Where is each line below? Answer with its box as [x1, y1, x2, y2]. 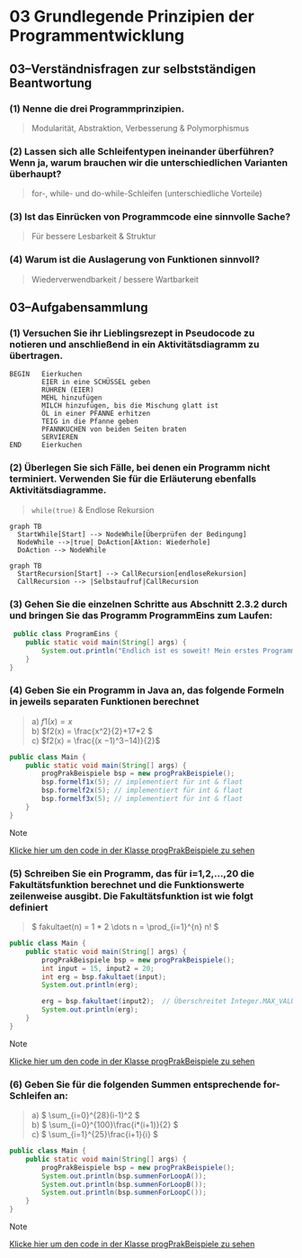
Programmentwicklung [9, 25, 185, 46]
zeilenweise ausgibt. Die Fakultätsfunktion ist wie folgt [9, 889, 253, 902]
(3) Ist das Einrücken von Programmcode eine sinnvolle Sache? [9, 211, 291, 223]
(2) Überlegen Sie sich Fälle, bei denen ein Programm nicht [9, 462, 271, 474]
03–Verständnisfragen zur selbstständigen [9, 61, 256, 76]
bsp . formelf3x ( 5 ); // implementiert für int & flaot [41, 795, 244, 804]
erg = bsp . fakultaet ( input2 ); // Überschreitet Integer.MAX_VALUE [41, 997, 299, 1006]
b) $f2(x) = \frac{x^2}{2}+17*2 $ [31, 725, 153, 736]
